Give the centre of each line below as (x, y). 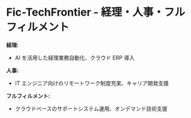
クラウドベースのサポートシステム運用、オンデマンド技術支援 (91, 108)
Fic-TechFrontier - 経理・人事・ (85, 12)
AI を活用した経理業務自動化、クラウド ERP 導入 (75, 58)
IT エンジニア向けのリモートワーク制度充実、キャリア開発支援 (92, 83)
